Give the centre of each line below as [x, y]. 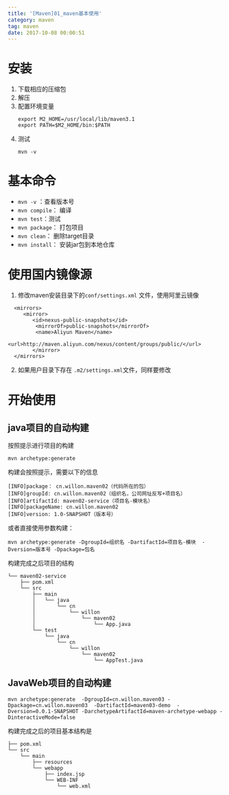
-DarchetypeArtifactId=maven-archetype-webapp [149, 711]
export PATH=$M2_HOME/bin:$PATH [64, 125]
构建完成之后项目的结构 [41, 563]
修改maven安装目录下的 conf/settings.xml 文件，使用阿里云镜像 [108, 295]
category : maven [31, 20]
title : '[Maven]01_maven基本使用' [55, 13]
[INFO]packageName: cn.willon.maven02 [63, 507]
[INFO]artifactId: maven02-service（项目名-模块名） [81, 501]
